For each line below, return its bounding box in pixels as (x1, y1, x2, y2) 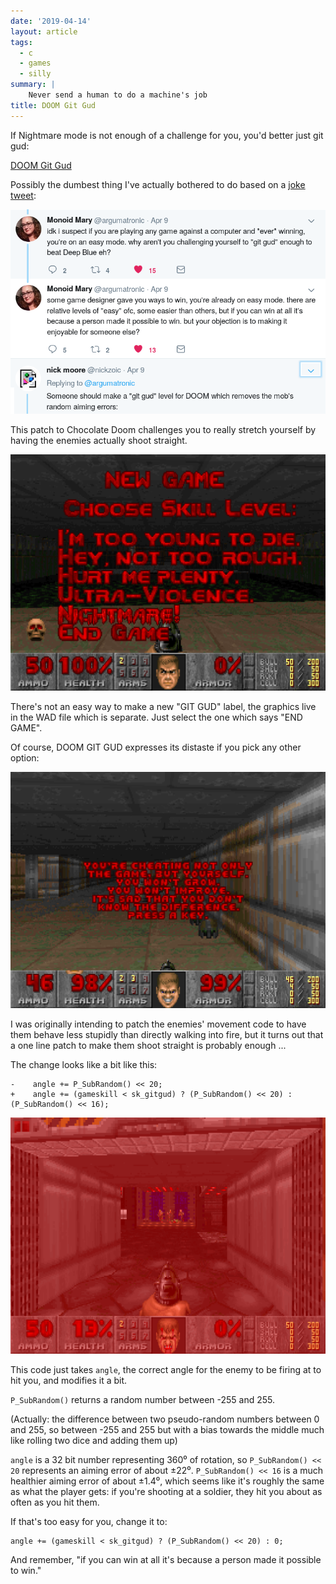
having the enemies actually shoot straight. (10, 435, 188, 447)
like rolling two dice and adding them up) (10, 1435, 178, 1447)
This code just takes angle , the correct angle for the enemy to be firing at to (10, 1364, 322, 1376)
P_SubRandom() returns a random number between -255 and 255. (10, 1394, 276, 1406)
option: (10, 752, 40, 764)
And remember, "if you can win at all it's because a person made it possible (10, 1554, 322, 1566)
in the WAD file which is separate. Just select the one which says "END (10, 711, 303, 724)
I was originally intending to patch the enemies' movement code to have (10, 1018, 307, 1030)
